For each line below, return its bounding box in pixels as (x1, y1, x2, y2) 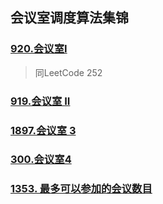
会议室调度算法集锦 (10, 9, 129, 27)
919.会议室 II (10, 94, 71, 108)
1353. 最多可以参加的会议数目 (10, 182, 153, 196)
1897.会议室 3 (10, 123, 77, 137)
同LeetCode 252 (34, 66, 103, 78)
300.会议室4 (10, 153, 72, 167)
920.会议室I (10, 42, 68, 56)
